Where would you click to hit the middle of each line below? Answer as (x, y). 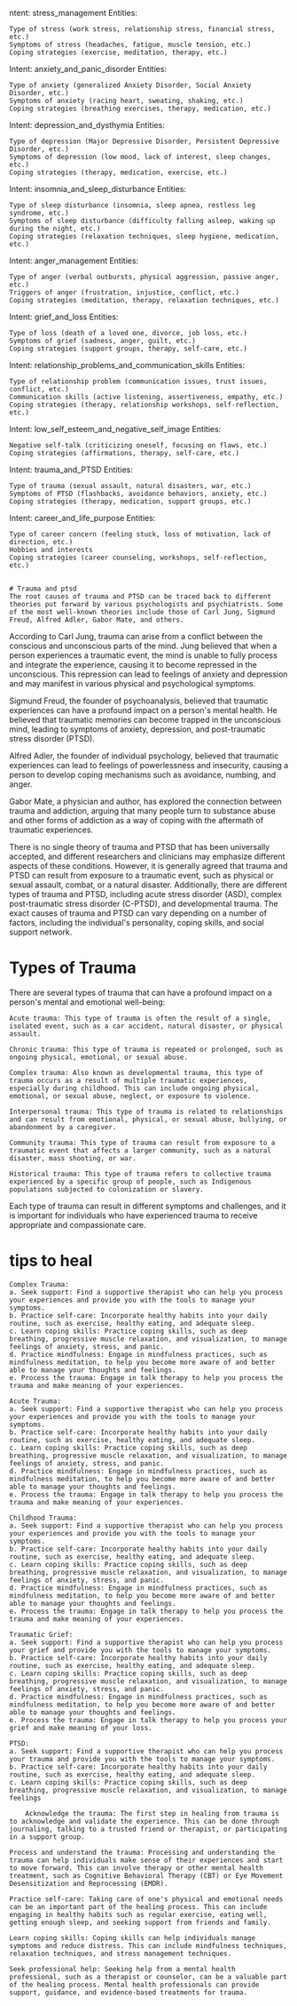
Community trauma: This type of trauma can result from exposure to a (142, 1143)
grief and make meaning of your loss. (81, 1728)
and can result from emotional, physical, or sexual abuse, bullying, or (148, 1119)
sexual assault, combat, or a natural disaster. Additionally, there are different (148, 885)
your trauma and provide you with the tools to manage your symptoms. (142, 1759)
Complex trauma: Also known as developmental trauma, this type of (137, 1072)
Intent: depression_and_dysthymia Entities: (87, 125)
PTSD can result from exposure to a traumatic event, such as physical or (141, 875)
